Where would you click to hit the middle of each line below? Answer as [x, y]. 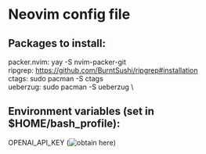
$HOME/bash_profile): [64, 124]
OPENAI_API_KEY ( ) [62, 142]
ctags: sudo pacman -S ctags [56, 79]
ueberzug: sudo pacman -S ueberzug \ [71, 87]
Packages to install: [57, 43]
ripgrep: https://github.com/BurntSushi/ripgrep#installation [103, 70]
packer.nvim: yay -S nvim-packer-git [67, 62]
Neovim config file [69, 14]
